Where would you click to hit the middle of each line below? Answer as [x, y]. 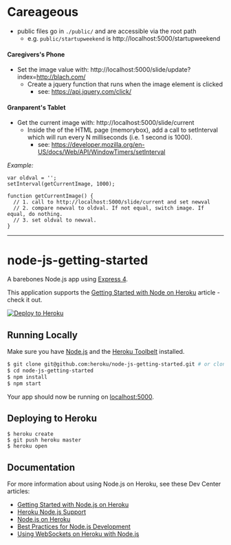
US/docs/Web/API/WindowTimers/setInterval [101, 152]
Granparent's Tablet [36, 107]
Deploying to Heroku [52, 418]
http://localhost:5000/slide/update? [141, 70]
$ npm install [27, 377]
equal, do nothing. [35, 215]
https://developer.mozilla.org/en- [98, 145]
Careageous [43, 12]
